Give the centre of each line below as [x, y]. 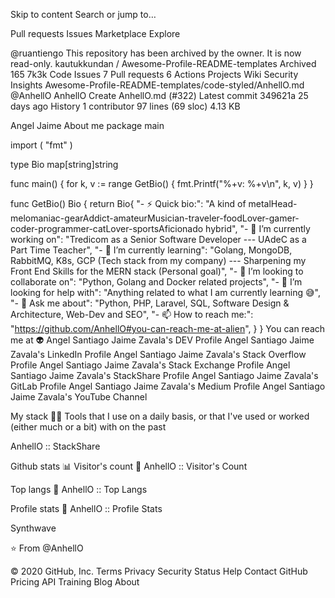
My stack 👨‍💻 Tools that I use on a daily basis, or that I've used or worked [160, 416]
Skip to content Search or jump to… [83, 14]
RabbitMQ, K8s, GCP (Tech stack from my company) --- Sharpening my [158, 260]
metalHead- [273, 203]
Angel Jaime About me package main [87, 125]
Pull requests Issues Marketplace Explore [95, 33]
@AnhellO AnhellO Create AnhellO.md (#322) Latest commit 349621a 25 [159, 95]
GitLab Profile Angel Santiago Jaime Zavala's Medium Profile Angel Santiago [168, 386]
